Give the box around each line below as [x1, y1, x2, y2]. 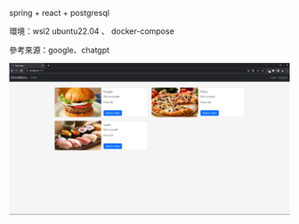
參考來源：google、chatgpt [9, 44, 109, 55]
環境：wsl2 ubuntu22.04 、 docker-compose [9, 26, 175, 36]
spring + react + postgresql [9, 8, 109, 18]
